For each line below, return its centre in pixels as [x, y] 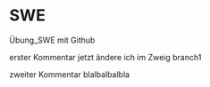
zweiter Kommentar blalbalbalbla [70, 74]
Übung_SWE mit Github [52, 40]
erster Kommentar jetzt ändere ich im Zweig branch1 [105, 57]
